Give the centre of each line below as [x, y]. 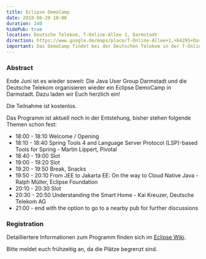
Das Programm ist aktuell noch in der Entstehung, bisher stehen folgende [99, 118]
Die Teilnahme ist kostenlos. [42, 106]
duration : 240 [25, 23]
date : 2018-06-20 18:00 [37, 18]
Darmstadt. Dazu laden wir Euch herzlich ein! [63, 94]
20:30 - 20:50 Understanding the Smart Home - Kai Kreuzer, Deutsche [105, 195]
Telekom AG [31, 202]
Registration [25, 224]
